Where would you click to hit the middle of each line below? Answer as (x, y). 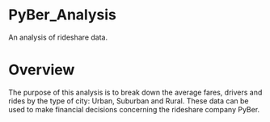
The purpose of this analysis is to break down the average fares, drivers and (135, 92)
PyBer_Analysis (63, 15)
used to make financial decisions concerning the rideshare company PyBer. (134, 109)
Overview (42, 70)
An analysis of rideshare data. (58, 37)
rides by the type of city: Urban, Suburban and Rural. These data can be (129, 101)
